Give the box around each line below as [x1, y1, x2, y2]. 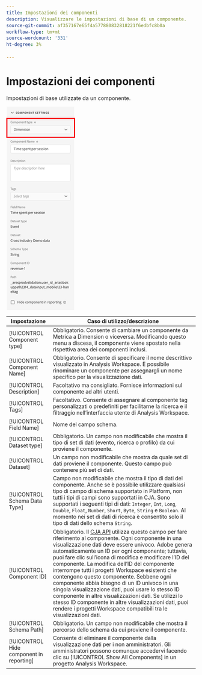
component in [8, 650, 43, 658]
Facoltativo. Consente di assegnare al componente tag [53, 397, 188, 404]
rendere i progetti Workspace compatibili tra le [53, 604, 168, 612]
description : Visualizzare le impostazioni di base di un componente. [6, 16, 187, 22]
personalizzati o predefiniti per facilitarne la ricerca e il [53, 403, 188, 410]
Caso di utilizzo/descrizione [87, 318, 159, 325]
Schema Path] [8, 626, 44, 633]
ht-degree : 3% [6, 42, 42, 48]
